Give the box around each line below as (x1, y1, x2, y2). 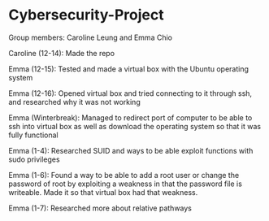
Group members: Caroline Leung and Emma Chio (8, 32, 173, 42)
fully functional (8, 130, 59, 140)
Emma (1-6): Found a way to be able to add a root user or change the (8, 170, 240, 180)
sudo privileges (8, 154, 60, 164)
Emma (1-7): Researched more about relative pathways (8, 203, 193, 213)
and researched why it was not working (8, 97, 141, 106)
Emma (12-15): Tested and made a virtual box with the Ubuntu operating (8, 63, 249, 74)
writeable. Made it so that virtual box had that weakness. (8, 187, 198, 197)
